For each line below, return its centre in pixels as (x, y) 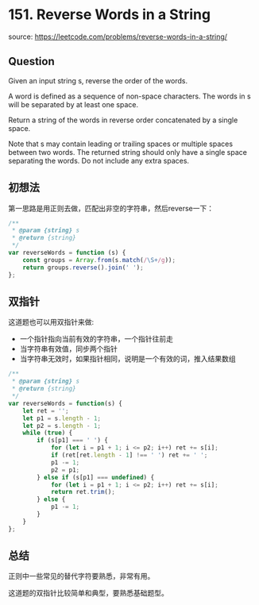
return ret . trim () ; (83, 492)
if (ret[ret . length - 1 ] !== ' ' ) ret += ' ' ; (129, 455)
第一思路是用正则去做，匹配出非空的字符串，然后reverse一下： (111, 208)
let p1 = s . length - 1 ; (62, 418)
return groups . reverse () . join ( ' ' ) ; (83, 268)
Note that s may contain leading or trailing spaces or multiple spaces (120, 144)
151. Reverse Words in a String (110, 15)
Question (31, 62)
